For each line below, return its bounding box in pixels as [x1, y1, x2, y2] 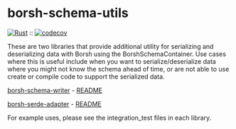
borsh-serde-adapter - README [7, 99, 102, 108]
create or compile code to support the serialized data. [7, 72, 165, 81]
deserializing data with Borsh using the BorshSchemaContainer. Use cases [7, 50, 226, 58]
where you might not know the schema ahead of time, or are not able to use [7, 64, 230, 73]
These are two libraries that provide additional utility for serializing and [7, 42, 214, 50]
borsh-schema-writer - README [7, 86, 103, 94]
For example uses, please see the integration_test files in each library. [7, 113, 212, 122]
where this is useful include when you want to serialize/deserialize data [7, 57, 217, 65]
